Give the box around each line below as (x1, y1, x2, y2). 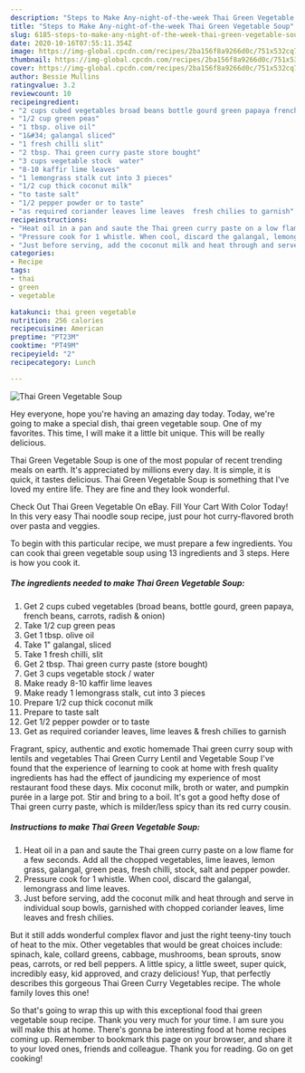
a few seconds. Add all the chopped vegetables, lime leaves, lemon (23, 854, 275, 865)
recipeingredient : (10, 97, 80, 107)
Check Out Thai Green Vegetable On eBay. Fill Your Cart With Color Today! (10, 501, 289, 512)
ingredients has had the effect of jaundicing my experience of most (10, 771, 261, 783)
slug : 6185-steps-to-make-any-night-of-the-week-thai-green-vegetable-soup (10, 30, 302, 39)
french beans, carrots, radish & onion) (23, 610, 166, 621)
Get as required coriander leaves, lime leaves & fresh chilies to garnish (23, 725, 287, 736)
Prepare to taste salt (23, 706, 100, 717)
